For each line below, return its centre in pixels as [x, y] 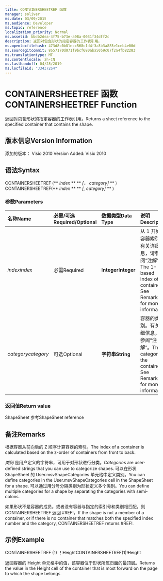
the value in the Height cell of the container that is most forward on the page [81, 568]
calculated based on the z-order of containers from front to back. [70, 452]
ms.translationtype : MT [29, 55]
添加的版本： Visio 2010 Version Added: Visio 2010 [56, 153]
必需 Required [68, 270]
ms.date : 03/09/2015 [26, 19]
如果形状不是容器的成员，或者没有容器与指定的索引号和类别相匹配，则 [75, 506]
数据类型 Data [116, 216]
